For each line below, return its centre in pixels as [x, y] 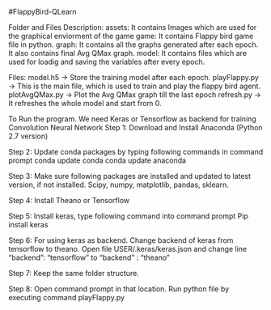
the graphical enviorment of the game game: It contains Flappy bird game [131, 36]
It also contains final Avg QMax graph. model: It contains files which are [128, 53]
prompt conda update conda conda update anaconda [97, 160]
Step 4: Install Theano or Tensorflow [69, 200]
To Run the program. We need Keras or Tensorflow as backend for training [132, 119]
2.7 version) [28, 136]
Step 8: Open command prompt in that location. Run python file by [119, 289]
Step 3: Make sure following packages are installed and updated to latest [130, 176]
